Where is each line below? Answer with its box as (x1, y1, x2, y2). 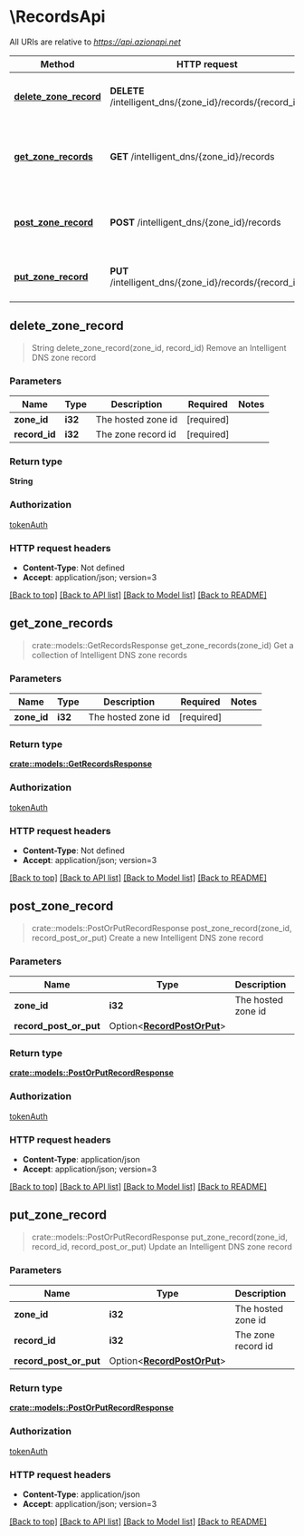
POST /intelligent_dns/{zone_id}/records (109, 216, 282, 228)
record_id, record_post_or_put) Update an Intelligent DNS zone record (31, 1240, 292, 1252)
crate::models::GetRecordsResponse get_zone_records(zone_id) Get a (31, 639, 294, 650)
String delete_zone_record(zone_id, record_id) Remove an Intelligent (31, 342, 287, 353)
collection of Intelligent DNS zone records (31, 649, 188, 660)
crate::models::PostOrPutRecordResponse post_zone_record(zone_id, (31, 922, 292, 933)
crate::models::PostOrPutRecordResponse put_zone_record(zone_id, (31, 1231, 288, 1242)
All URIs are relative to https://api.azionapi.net (9, 36, 181, 47)
